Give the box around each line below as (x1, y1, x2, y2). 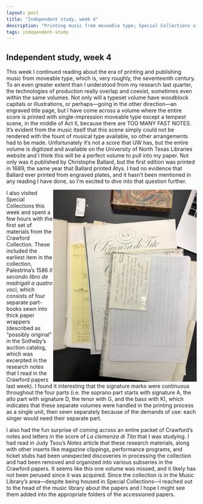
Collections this (6, 202, 45, 210)
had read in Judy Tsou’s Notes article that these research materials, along (6, 439, 190, 446)
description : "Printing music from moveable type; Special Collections (6, 22, 190, 28)
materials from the (6, 228, 52, 236)
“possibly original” (6, 331, 52, 339)
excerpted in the (6, 357, 47, 364)
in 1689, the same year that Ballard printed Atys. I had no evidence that (6, 165, 182, 172)
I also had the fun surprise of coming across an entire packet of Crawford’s (6, 426, 193, 434)
